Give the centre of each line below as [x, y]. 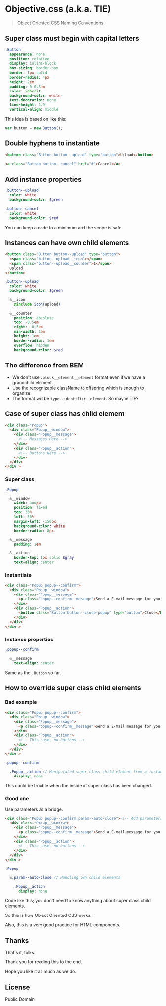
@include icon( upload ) [37, 304]
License [18, 987]
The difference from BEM [44, 365]
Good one [17, 798]
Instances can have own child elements [67, 243]
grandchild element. [33, 382]
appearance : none [27, 54]
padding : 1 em [27, 544]
